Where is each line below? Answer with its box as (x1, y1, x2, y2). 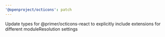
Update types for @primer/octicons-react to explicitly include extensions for (5, 21, 161, 27)
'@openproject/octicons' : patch (5, 7, 72, 12)
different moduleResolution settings (5, 26, 78, 32)
